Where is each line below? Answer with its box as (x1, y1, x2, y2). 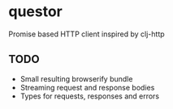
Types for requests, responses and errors (19, 91, 160, 101)
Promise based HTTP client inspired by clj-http (8, 29, 165, 39)
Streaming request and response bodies (19, 82, 155, 92)
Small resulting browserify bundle (19, 73, 133, 83)
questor (8, 2, 63, 21)
